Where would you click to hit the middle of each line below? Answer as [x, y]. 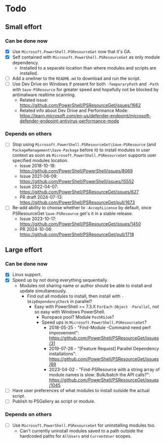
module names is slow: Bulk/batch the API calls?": [99, 375]
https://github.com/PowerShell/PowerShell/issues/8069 [76, 171]
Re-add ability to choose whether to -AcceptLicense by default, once [82, 208]
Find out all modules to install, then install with [74, 296]
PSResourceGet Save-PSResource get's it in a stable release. [72, 213]
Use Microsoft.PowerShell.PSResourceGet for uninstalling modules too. [84, 425]
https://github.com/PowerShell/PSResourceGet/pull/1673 [77, 202]
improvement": [64, 333]
